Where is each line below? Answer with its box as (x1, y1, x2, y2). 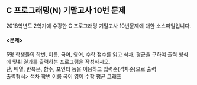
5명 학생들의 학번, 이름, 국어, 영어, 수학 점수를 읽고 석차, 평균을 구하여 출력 (6, 51, 177, 58)
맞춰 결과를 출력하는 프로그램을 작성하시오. (12, 58, 111, 66)
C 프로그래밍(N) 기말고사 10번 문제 (6, 5, 126, 16)
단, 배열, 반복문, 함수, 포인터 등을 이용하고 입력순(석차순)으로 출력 (6, 66, 157, 73)
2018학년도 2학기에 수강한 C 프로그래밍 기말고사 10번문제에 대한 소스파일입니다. (6, 22, 191, 29)
